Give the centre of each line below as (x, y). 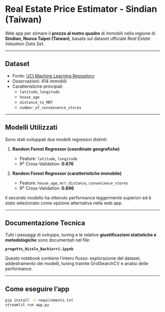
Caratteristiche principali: (38, 86)
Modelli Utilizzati (31, 128)
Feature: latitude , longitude (48, 158)
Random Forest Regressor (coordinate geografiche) (66, 149)
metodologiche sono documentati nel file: (48, 240)
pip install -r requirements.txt (39, 300)
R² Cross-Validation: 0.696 (47, 188)
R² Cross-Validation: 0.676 (46, 163)
